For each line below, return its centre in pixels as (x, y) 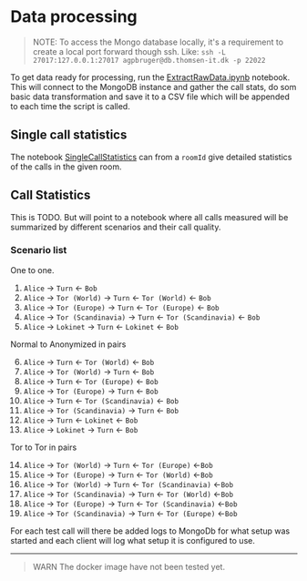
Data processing (74, 17)
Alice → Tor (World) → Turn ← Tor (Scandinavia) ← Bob (128, 484)
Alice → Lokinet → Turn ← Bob (81, 429)
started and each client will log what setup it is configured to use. (133, 540)
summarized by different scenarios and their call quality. (116, 227)
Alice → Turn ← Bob (61, 288)
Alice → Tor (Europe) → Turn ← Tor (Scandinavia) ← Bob (130, 504)
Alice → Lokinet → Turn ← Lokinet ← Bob (101, 326)
